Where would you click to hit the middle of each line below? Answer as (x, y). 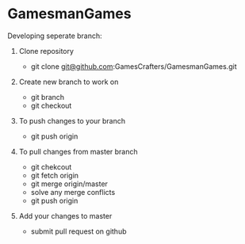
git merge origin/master (69, 184)
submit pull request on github (78, 231)
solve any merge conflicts (73, 192)
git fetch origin (55, 175)
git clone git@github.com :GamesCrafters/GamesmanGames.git (134, 66)
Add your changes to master (65, 215)
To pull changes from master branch (78, 151)
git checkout (51, 105)
